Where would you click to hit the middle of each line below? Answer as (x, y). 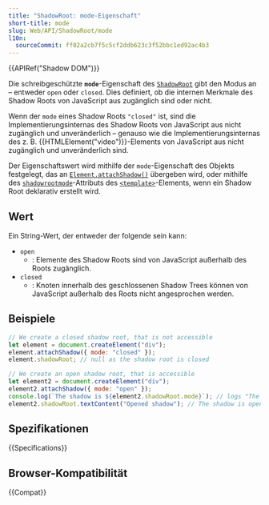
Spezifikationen (49, 429)
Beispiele (32, 319)
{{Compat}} (27, 492)
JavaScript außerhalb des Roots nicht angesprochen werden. (133, 294)
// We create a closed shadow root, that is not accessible (111, 337)
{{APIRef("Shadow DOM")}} (54, 68)
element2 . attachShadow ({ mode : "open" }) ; (80, 389)
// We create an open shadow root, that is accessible (102, 374)
